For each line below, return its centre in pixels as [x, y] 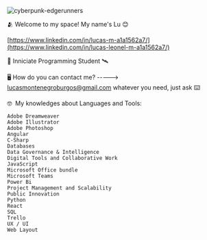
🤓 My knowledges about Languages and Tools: [74, 103]
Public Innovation [33, 194]
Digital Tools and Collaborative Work [62, 158]
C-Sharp [18, 140]
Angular [18, 134]
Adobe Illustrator [33, 122]
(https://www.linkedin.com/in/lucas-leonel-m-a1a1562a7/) [88, 47]
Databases [21, 146]
